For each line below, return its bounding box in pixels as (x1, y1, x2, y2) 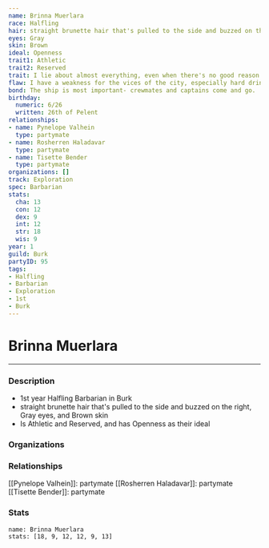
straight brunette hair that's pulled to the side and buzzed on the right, (19, 401, 252, 411)
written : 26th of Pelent (15, 109, 98, 117)
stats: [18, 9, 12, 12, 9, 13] (8, 532, 113, 541)
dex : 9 (15, 213, 38, 221)
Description (8, 375, 55, 386)
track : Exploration (8, 175, 74, 184)
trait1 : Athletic (8, 57, 66, 65)
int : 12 (15, 220, 42, 228)
